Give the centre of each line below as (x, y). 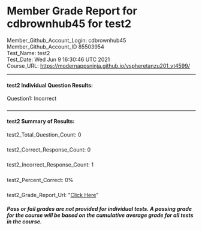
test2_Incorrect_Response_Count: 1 (50, 165)
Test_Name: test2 (28, 53)
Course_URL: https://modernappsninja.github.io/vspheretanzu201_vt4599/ (99, 66)
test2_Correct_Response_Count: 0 (49, 150)
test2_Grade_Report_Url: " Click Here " (53, 195)
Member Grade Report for (72, 11)
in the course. (25, 221)
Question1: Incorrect (31, 99)
